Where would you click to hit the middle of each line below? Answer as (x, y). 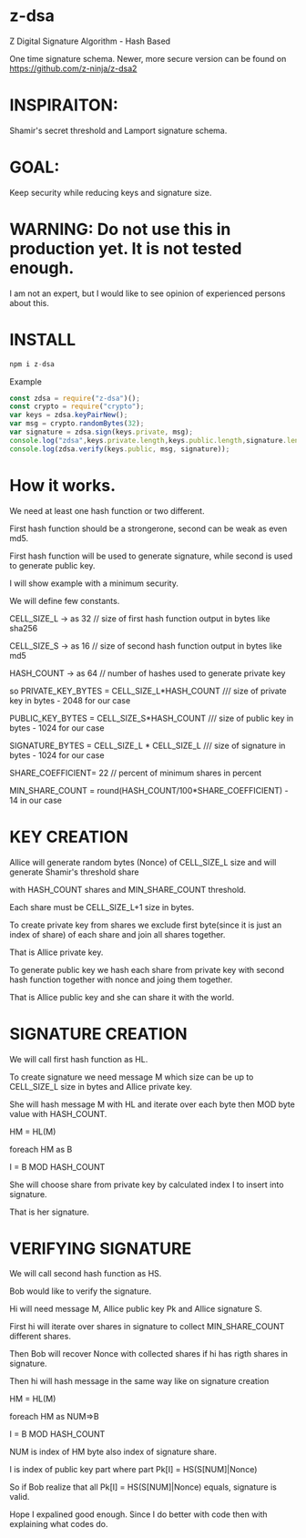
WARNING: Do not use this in (120, 230)
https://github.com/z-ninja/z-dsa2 (73, 68)
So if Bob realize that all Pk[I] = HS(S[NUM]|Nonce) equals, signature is (143, 1487)
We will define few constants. (65, 600)
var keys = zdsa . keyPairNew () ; (69, 415)
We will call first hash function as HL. (79, 1059)
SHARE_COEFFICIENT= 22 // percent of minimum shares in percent (136, 773)
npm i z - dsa (32, 364)
